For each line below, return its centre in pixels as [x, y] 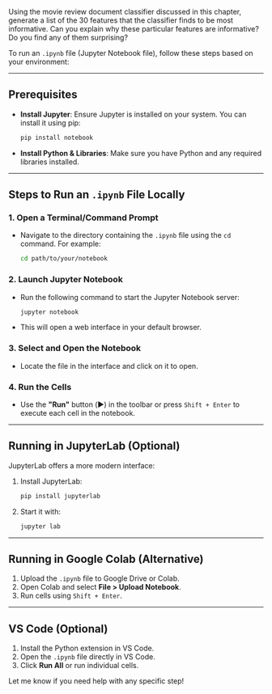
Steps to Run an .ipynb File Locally [97, 195]
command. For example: [60, 244]
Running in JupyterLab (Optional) [94, 446]
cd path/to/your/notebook [64, 259]
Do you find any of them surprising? [68, 37]
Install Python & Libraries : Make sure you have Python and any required [141, 153]
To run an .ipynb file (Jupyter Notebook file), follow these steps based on [131, 53]
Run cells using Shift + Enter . [71, 596]
